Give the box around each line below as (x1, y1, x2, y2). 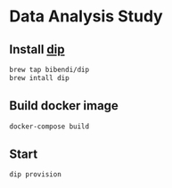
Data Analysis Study (9, 6, 163, 27)
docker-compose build (9, 122, 90, 131)
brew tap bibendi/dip (9, 65, 90, 74)
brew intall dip (9, 73, 70, 82)
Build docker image (9, 98, 119, 113)
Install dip (9, 42, 65, 57)
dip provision (9, 170, 62, 179)
